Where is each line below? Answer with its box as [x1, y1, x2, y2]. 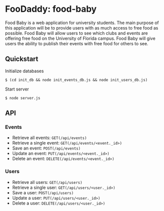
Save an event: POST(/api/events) [12, 145, 81, 151]
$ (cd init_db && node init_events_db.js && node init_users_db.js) [5, 77, 148, 82]
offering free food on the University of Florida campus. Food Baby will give [5, 35, 156, 41]
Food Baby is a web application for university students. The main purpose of [5, 20, 159, 26]
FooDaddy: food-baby [5, 3, 97, 15]
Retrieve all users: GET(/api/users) [12, 179, 83, 185]
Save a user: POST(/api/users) [12, 189, 74, 195]
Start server [5, 86, 29, 92]
